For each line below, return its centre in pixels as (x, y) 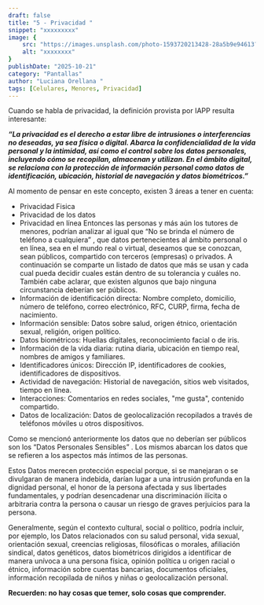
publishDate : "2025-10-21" (52, 67)
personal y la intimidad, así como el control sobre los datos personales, (128, 151)
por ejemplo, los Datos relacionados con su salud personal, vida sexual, (124, 536)
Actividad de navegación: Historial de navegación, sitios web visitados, (134, 382)
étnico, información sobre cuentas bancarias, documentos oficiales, (118, 570)
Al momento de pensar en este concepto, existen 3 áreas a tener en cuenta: (131, 191)
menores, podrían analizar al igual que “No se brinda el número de (127, 232)
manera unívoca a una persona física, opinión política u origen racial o (122, 561)
